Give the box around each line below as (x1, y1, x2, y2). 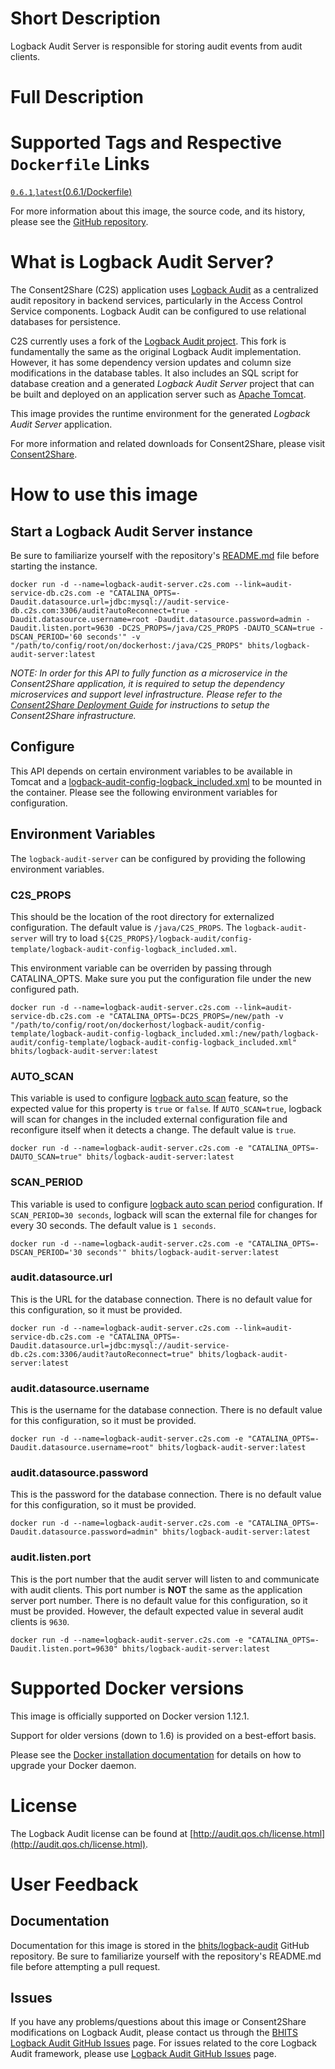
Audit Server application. (10, 418, 113, 430)
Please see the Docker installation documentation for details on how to (10, 1748, 302, 1761)
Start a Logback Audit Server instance (10, 523, 253, 540)
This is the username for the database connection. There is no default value (10, 1404, 323, 1416)
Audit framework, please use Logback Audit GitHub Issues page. (10, 2048, 277, 2060)
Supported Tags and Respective (10, 132, 283, 154)
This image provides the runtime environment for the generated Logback (10, 408, 311, 419)
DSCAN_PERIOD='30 (10, 1247, 83, 1257)
